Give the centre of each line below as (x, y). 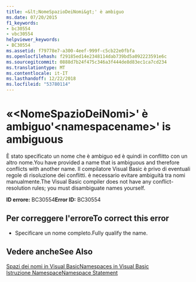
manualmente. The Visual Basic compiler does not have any (79, 181)
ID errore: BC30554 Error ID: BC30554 (53, 199)
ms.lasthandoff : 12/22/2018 (41, 79)
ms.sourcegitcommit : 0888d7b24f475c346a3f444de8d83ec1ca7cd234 (87, 62)
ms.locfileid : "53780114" (38, 85)
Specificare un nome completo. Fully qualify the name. (81, 233)
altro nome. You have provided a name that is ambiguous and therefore (93, 162)
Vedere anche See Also (50, 252)
